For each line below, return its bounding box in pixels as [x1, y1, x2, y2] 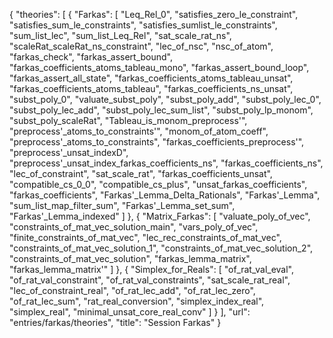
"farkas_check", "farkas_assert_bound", [9, 51, 173, 63]
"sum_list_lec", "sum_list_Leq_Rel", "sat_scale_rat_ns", [9, 30, 232, 41]
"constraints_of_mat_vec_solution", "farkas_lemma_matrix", [9, 253, 252, 264]
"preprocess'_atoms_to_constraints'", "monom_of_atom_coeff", [9, 125, 269, 137]
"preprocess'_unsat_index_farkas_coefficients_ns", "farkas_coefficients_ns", [9, 157, 324, 169]
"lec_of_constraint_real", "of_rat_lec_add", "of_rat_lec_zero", [9, 285, 256, 296]
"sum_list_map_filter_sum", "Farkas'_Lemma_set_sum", [9, 200, 236, 211]
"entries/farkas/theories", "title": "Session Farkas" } [9, 317, 222, 328]
